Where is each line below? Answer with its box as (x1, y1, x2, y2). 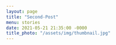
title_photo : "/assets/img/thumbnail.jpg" (6, 30, 111, 36)
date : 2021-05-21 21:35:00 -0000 (6, 25, 87, 31)
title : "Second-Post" (6, 14, 59, 20)
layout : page (6, 8, 38, 15)
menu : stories (6, 19, 41, 25)
